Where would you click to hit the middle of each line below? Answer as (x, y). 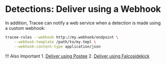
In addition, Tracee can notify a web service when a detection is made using (83, 23)
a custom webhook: (25, 28)
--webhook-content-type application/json (57, 46)
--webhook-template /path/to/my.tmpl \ (55, 42)
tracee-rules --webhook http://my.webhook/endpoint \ (62, 37)
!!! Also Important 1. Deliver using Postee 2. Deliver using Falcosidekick (77, 56)
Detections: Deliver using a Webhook (83, 9)
